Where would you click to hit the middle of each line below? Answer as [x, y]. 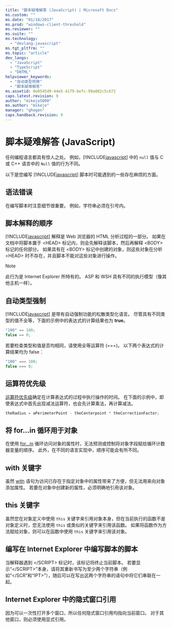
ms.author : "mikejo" [27, 106]
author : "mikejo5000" [28, 101]
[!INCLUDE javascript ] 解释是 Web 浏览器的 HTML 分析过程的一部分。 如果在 [85, 237]
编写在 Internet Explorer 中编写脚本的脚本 [72, 549]
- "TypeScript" [26, 67]
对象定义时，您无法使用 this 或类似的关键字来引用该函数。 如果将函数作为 [84, 525]
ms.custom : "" [21, 15]
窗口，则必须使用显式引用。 [39, 619]
